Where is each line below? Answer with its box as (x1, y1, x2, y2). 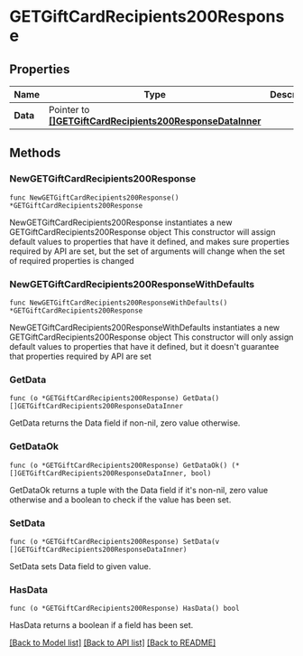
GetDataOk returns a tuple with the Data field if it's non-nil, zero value (9, 484, 269, 495)
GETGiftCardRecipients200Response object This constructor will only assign (9, 332, 294, 342)
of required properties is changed (9, 255, 134, 266)
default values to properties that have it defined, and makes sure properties (9, 236, 290, 247)
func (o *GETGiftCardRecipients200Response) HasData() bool (9, 604, 241, 614)
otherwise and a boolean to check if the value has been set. (9, 494, 232, 505)
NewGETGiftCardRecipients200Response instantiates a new (9, 217, 233, 228)
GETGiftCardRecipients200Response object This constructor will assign (9, 226, 276, 237)
